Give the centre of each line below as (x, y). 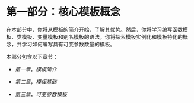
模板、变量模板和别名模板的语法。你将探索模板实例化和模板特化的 (102, 36)
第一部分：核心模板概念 (63, 12)
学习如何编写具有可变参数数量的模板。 (69, 44)
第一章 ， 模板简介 (36, 69)
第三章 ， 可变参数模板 (41, 94)
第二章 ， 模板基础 (36, 82)
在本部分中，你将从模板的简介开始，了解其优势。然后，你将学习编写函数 (94, 29)
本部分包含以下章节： (32, 57)
